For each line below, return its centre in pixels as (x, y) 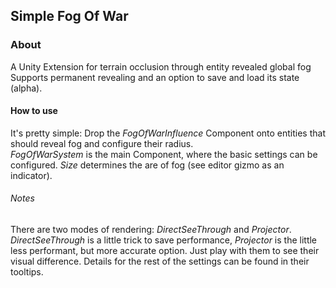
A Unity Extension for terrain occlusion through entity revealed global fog (161, 66)
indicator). (31, 175)
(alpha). (26, 88)
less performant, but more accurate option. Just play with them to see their (165, 251)
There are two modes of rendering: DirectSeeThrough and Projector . (151, 230)
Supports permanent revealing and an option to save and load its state (155, 77)
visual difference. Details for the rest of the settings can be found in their (160, 261)
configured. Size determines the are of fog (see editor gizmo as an (147, 165)
